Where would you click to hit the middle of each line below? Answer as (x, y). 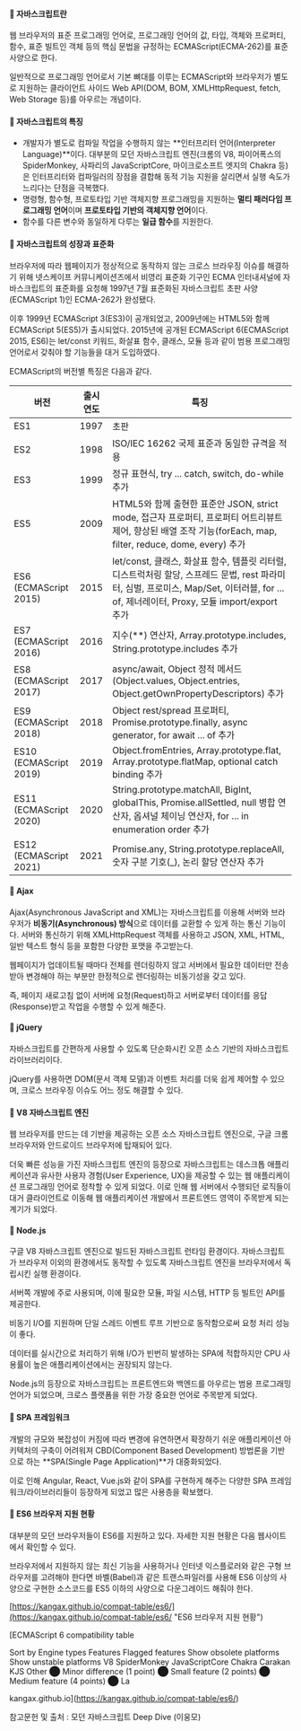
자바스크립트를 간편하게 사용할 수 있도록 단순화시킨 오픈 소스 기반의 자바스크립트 (149, 1049)
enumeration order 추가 (161, 829)
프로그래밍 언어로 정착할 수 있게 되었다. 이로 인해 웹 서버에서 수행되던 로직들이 (155, 1187)
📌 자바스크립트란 (38, 13)
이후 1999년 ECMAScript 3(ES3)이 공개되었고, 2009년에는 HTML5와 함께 (140, 318)
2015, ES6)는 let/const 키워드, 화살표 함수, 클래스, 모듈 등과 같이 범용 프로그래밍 (150, 340)
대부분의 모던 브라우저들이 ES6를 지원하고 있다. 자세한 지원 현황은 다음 (133, 1535)
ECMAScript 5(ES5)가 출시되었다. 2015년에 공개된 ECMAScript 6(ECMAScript (149, 330)
